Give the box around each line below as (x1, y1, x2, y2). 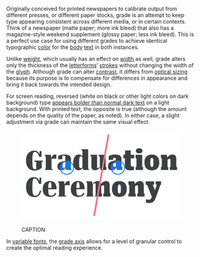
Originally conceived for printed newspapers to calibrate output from (6, 5, 178, 12)
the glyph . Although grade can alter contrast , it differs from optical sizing (6, 68, 188, 75)
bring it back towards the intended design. (6, 81, 112, 88)
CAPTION (21, 226, 45, 233)
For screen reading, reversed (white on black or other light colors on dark (6, 93, 189, 100)
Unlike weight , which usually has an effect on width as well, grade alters (6, 56, 186, 62)
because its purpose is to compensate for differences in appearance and (6, 75, 188, 81)
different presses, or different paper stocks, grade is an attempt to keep (6, 11, 185, 19)
